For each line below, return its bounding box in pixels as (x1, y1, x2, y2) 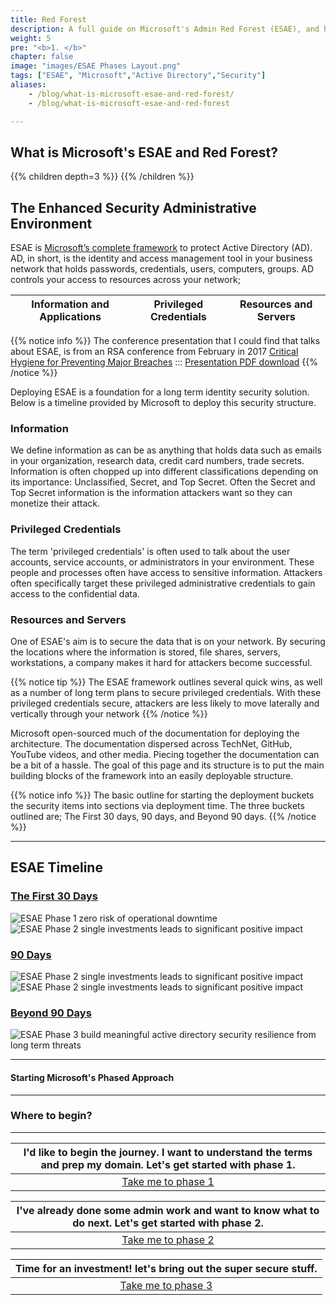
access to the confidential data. (10, 587, 140, 600)
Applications (39, 310, 102, 324)
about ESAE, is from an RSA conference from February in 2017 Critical (10, 346, 299, 358)
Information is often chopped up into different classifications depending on (10, 466, 319, 478)
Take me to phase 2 (121, 1232, 215, 1246)
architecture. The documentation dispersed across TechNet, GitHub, (10, 738, 293, 750)
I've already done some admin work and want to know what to (16, 1203, 320, 1217)
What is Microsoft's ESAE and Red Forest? (10, 144, 278, 161)
